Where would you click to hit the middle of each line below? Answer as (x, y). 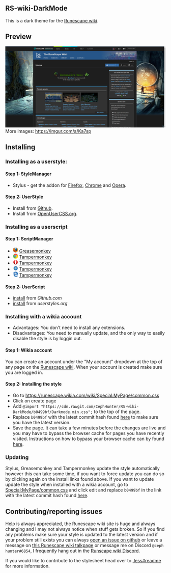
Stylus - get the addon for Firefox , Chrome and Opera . (69, 185)
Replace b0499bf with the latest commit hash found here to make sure (85, 417)
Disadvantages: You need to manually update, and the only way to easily (89, 333)
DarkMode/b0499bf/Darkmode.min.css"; (53, 412)
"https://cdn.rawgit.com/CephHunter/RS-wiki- (90, 406)
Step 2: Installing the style (34, 384)
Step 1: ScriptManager (29, 239)
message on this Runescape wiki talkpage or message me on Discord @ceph (84, 545)
